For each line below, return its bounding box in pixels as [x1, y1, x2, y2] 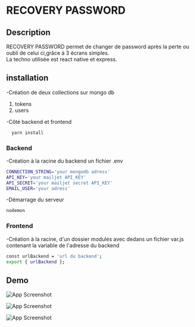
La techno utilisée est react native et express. [6, 56, 118, 63]
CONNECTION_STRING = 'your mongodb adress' [6, 169, 111, 175]
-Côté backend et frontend [6, 118, 72, 125]
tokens [14, 100, 32, 107]
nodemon [6, 208, 26, 214]
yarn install [11, 129, 44, 136]
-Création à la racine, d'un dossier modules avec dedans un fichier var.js [6, 235, 184, 242]
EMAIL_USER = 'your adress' [6, 185, 70, 191]
